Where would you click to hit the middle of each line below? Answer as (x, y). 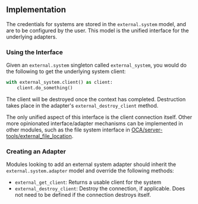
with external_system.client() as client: (59, 83)
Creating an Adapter (36, 151)
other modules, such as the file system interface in (68, 130)
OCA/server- (147, 130)
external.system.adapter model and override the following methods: (90, 171)
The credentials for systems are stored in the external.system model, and (96, 24)
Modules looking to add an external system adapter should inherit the (91, 164)
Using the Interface (35, 52)
